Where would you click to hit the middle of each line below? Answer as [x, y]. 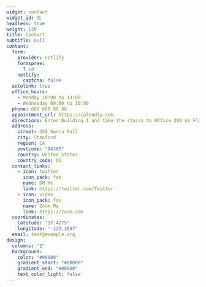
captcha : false [42, 80]
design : [16, 240]
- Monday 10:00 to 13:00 [49, 98]
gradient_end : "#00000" [48, 269]
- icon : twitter [38, 172]
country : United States [48, 155]
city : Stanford [37, 138]
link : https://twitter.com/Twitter [68, 189]
